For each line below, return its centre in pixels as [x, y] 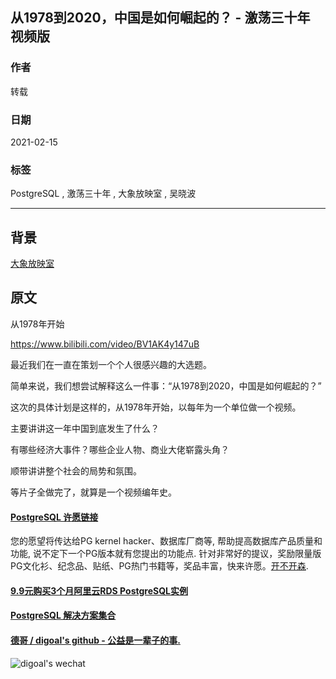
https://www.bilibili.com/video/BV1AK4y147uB [105, 344]
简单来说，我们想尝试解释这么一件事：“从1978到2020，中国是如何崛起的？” [166, 385]
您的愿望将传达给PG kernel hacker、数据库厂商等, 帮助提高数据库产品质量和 [166, 541]
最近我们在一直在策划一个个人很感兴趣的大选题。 [111, 364]
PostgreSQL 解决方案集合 [63, 615]
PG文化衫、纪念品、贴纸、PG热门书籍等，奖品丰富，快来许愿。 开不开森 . [159, 566]
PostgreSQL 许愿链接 [54, 517]
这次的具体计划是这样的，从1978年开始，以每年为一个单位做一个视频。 [156, 407]
